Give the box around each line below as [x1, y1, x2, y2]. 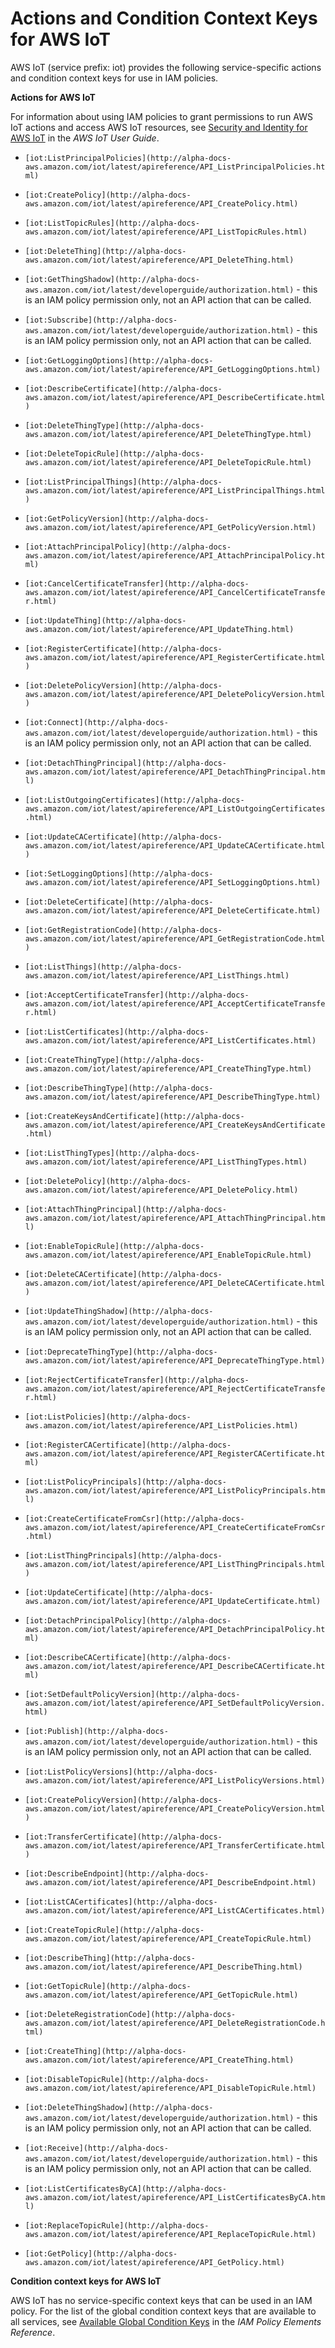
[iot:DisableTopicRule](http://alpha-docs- [24, 2074, 210, 2084]
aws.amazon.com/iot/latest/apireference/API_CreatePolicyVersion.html [24, 1803, 326, 1814]
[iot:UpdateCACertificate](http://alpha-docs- [24, 832, 223, 842]
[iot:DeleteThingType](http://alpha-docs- [24, 420, 205, 431]
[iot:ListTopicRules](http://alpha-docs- [24, 218, 200, 228]
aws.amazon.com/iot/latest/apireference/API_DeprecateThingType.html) [24, 1355, 326, 1366]
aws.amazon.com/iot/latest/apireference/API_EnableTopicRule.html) [24, 1250, 312, 1260]
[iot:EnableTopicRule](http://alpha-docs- [24, 1241, 205, 1251]
